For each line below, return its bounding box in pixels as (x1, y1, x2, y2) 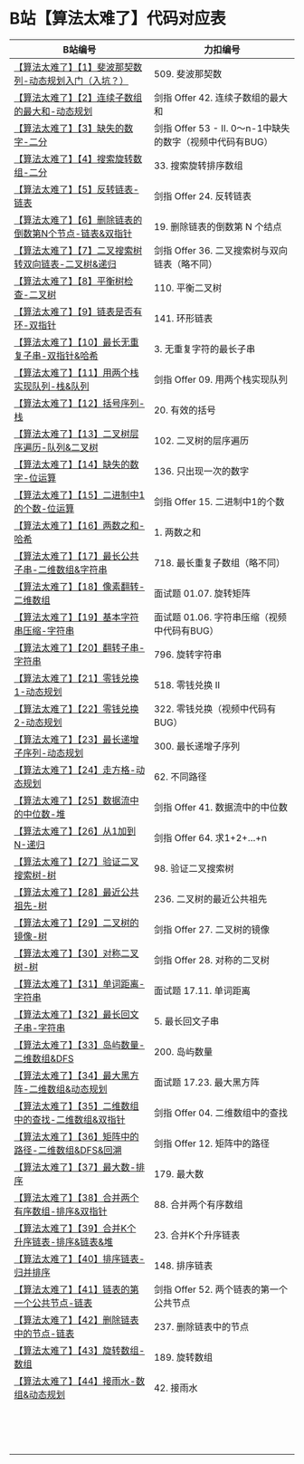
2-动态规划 (14, 716, 62, 729)
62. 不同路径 (153, 770, 207, 783)
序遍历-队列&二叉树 (14, 441, 99, 454)
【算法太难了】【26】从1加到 (14, 825, 137, 837)
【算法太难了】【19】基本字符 (14, 610, 139, 623)
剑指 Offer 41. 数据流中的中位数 (153, 800, 288, 813)
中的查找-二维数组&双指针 (14, 1113, 126, 1125)
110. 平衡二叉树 (153, 282, 223, 294)
